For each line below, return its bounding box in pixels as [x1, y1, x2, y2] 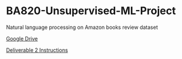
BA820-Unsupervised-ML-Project [6, 4, 176, 18]
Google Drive [6, 35, 38, 42]
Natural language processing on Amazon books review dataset [6, 24, 159, 31]
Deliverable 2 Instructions [6, 46, 69, 54]
